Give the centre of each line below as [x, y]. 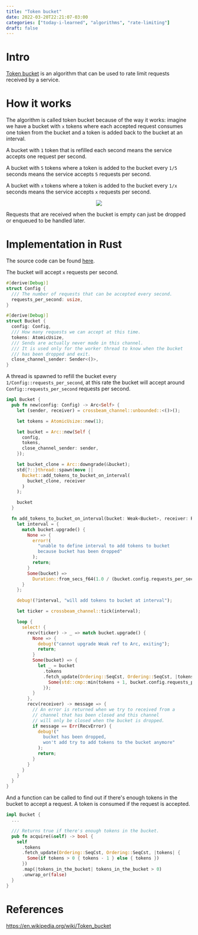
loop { [25, 622]
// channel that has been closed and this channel [96, 715]
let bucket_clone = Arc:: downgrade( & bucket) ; [74, 465]
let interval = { [38, 524]
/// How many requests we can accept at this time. [76, 332]
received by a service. [33, 80]
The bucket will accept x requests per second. [62, 273]
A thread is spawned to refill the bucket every [61, 376]
